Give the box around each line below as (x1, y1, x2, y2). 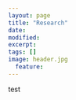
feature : (15, 63, 44, 71)
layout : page (8, 11, 51, 20)
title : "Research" (8, 19, 68, 27)
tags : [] (8, 48, 37, 56)
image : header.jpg (8, 56, 68, 64)
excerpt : (8, 41, 37, 49)
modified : (8, 33, 41, 42)
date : (8, 26, 26, 34)
